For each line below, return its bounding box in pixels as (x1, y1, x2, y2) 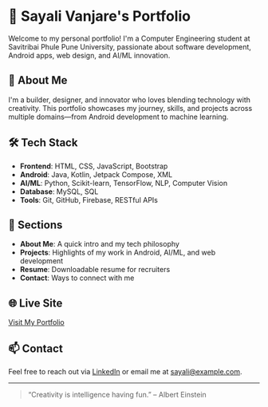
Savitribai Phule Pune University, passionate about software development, (8, 41, 251, 51)
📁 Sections (8, 218, 63, 231)
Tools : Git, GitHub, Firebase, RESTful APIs (19, 195, 158, 204)
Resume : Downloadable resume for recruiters (19, 265, 171, 275)
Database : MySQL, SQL (19, 187, 99, 196)
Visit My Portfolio (8, 318, 65, 327)
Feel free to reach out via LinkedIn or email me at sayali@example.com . (8, 367, 242, 376)
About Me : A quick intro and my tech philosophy (19, 239, 179, 249)
